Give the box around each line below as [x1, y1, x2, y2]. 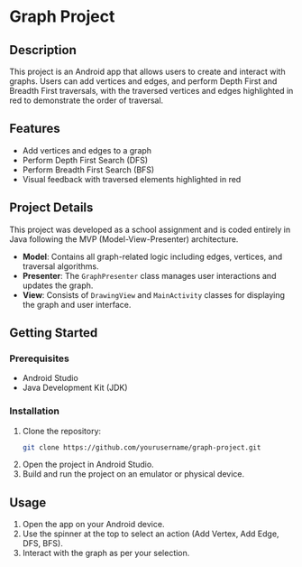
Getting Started [9, 325, 98, 340]
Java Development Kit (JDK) [22, 382, 128, 394]
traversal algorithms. [22, 260, 99, 272]
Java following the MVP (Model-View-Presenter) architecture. [9, 233, 239, 245]
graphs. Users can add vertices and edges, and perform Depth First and [9, 76, 278, 87]
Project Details [9, 200, 94, 216]
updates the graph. [22, 280, 94, 291]
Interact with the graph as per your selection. [22, 548, 190, 559]
